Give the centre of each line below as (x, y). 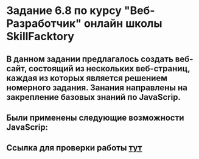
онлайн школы (123, 23)
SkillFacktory (40, 37)
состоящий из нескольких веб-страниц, (109, 69)
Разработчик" (44, 23)
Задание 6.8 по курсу (64, 11)
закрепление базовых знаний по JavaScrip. (94, 97)
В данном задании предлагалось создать (90, 59)
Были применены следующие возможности (95, 117)
